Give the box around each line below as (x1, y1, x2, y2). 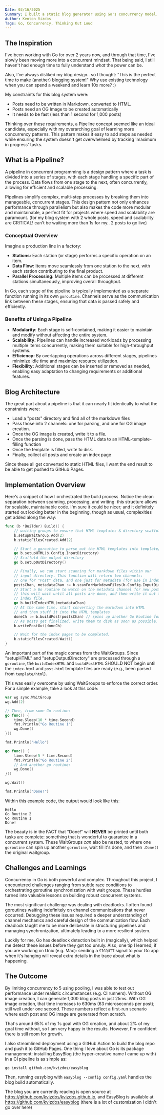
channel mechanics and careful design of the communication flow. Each (5, 917, 150, 923)
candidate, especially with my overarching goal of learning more (5, 126, 134, 132)
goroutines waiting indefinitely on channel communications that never (5, 907, 145, 913)
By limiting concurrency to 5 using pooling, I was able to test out (5, 985, 134, 991)
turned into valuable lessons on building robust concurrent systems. (5, 892, 142, 898)
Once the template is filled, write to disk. (12, 447, 94, 453)
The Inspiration (5, 39, 53, 47)
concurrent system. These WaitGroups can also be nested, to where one (5, 839, 151, 845)
